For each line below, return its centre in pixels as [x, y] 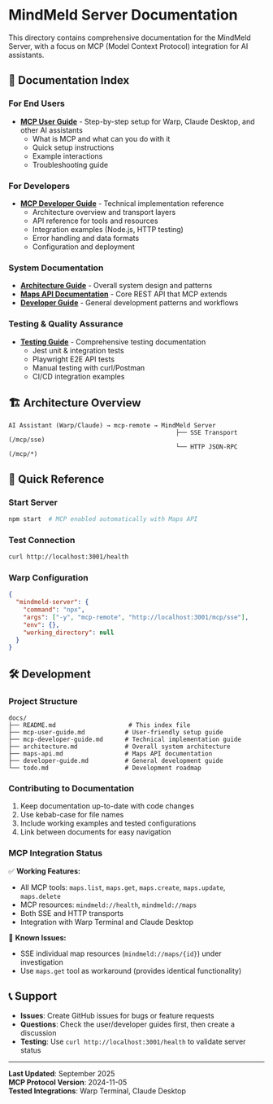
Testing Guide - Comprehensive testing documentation [113, 342]
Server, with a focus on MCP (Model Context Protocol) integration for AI [128, 46]
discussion [38, 1033]
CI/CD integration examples [78, 376]
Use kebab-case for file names [72, 815]
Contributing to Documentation [71, 788]
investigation [41, 962]
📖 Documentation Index [69, 80]
